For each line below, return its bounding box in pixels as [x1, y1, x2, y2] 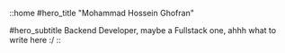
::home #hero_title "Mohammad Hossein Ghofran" [9, 8, 195, 18]
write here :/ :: [9, 35, 61, 45]
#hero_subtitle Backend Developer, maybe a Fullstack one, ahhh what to [9, 25, 277, 35]
